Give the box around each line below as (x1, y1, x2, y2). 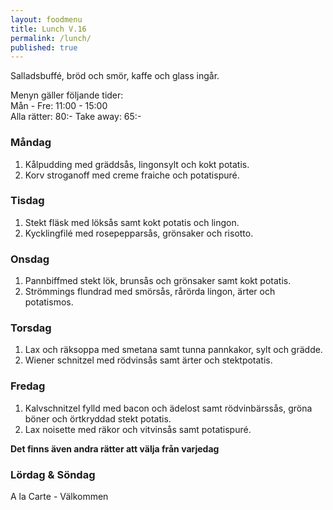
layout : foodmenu (10, 14, 83, 25)
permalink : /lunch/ (10, 33, 92, 43)
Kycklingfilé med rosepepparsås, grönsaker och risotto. (24, 227, 254, 239)
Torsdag (10, 321, 52, 335)
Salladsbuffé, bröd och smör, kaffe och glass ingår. (10, 70, 220, 82)
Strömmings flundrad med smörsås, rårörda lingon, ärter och (24, 286, 276, 298)
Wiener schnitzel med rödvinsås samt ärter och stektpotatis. (24, 354, 273, 366)
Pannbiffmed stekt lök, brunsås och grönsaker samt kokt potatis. (24, 275, 292, 287)
